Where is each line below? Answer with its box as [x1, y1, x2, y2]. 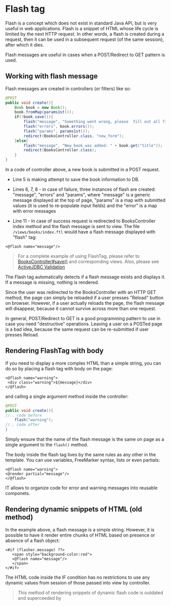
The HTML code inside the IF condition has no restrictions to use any [5, 574, 150, 580]
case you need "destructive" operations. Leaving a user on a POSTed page [5, 321, 163, 327]
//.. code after [5, 422, 40, 428]
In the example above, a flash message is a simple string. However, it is [5, 526, 155, 532]
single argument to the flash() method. [5, 442, 89, 448]
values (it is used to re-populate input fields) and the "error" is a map [12, 203, 157, 209]
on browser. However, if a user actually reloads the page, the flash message [5, 300, 165, 306]
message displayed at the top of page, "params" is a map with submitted [12, 197, 166, 203]
